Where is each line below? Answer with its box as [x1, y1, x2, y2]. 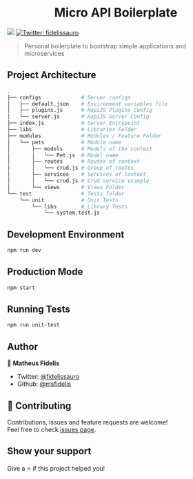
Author [7, 340, 38, 353]
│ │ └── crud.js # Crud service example [7, 177, 150, 184]
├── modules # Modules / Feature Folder [7, 133, 162, 139]
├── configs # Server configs [7, 94, 131, 101]
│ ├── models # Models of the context [7, 145, 153, 153]
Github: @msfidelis [17, 380, 71, 388]
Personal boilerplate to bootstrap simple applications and [23, 41, 186, 50]
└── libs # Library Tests [32, 203, 128, 210]
